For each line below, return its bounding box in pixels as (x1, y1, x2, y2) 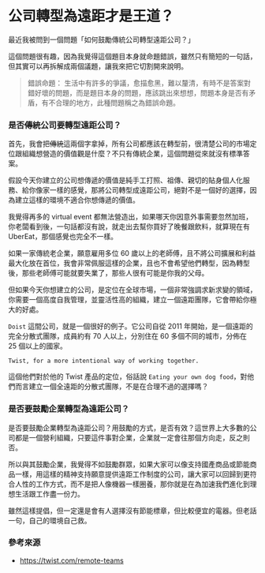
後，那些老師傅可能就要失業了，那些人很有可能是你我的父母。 (8, 268, 209, 278)
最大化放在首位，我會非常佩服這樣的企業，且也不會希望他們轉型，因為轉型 (8, 258, 250, 268)
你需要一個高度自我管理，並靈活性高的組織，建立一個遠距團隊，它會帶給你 (8, 295, 250, 305)
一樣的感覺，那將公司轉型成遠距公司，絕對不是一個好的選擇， (49, 185, 250, 195)
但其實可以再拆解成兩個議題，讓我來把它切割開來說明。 (8, 61, 188, 71)
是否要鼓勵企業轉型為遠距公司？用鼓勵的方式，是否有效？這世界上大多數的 (8, 423, 250, 433)
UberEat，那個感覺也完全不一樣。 (8, 232, 118, 242)
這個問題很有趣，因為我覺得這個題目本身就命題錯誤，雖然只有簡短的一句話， (8, 51, 257, 61)
